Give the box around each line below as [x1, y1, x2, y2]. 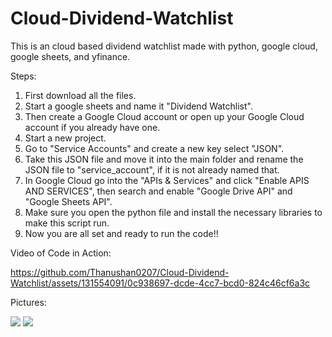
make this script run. [24, 217, 110, 229]
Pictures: [10, 296, 47, 308]
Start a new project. [24, 132, 107, 144]
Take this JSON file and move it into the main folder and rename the [24, 153, 304, 165]
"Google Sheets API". [24, 195, 113, 207]
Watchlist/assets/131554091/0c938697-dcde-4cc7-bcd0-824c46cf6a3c [10, 277, 311, 289]
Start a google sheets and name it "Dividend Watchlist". [24, 100, 253, 112]
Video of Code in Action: [10, 247, 112, 259]
